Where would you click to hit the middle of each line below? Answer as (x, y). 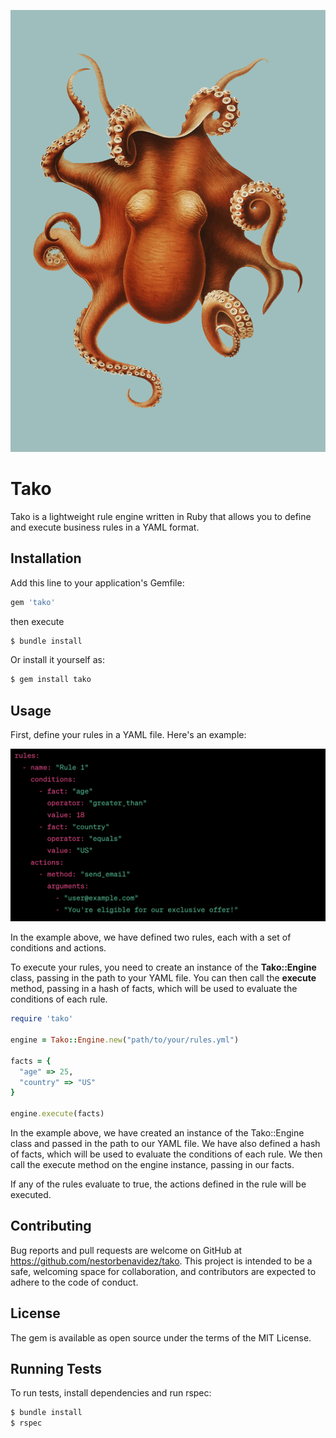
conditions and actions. (58, 948)
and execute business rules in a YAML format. (105, 527)
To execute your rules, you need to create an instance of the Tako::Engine (163, 967)
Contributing (51, 1226)
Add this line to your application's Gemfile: (97, 582)
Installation (46, 558)
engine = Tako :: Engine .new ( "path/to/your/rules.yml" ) (125, 1040)
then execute (37, 621)
